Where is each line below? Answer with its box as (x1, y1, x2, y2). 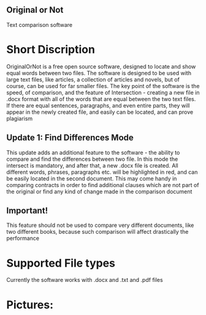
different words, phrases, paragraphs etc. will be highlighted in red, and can (6, 168, 198, 176)
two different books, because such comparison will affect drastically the (6, 228, 189, 235)
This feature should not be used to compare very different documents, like (6, 221, 194, 229)
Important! (6, 205, 48, 216)
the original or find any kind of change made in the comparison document (6, 188, 193, 195)
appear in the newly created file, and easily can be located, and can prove (6, 108, 194, 116)
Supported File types (6, 256, 115, 270)
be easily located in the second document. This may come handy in (6, 174, 177, 182)
